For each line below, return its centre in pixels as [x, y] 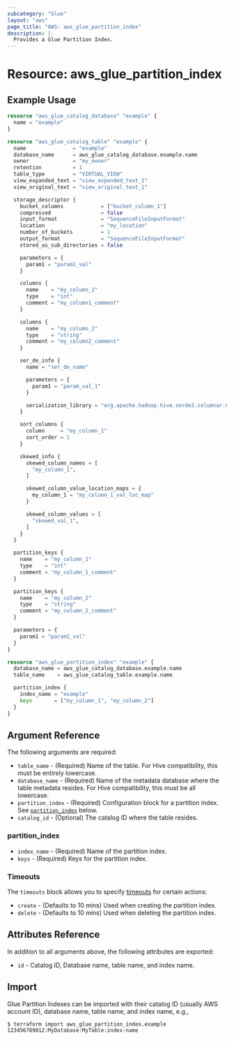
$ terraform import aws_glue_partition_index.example [87, 1024]
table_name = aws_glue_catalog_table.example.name [93, 675]
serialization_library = [62, 405]
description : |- [31, 33]
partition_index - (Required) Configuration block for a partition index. [118, 803]
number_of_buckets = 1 [65, 232]
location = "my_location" [84, 226]
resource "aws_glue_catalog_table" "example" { [78, 141]
